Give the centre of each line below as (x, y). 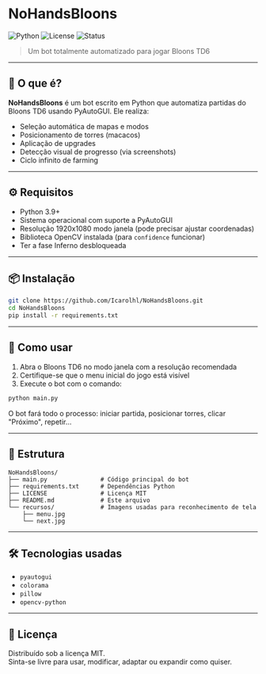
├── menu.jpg (44, 514)
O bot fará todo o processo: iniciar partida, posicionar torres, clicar (117, 413)
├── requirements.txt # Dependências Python (92, 486)
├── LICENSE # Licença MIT (78, 493)
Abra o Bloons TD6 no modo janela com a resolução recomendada (128, 366)
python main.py (33, 398)
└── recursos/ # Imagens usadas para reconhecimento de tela (133, 507)
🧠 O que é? (35, 84)
